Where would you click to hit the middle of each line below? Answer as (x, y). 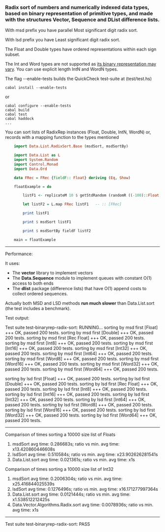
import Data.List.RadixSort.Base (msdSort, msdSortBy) (71, 146)
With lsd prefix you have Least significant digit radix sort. (63, 40)
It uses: (13, 263)
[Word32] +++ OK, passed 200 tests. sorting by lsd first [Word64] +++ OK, (81, 415)
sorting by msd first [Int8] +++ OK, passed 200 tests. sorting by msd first (79, 343)
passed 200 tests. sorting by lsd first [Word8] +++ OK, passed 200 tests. (79, 404)
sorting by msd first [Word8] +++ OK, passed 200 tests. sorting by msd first (82, 359)
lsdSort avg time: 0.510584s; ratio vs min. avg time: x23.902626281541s (85, 454)
